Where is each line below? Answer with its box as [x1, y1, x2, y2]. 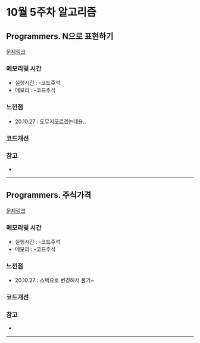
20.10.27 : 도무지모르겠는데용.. [14, 118, 86, 125]
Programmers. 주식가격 [6, 190, 92, 200]
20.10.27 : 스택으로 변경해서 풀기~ [14, 277, 95, 284]
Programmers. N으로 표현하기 [6, 31, 114, 41]
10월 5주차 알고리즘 [6, 5, 96, 19]
